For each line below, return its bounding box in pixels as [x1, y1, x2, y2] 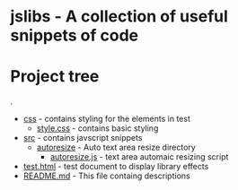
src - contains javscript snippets [22, 133, 143, 143]
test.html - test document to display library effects [22, 161, 209, 172]
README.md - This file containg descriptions [22, 170, 191, 181]
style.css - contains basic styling [36, 123, 159, 134]
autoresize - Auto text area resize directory [36, 142, 196, 153]
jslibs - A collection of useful [10, 6, 228, 27]
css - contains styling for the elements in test [22, 114, 191, 125]
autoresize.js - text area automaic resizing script [49, 151, 229, 162]
